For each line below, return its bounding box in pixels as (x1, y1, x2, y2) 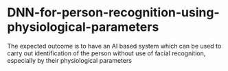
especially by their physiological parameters (7, 56, 133, 64)
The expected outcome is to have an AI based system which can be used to (7, 42, 222, 50)
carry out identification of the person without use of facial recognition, (7, 49, 206, 57)
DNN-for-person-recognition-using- (7, 5, 220, 20)
